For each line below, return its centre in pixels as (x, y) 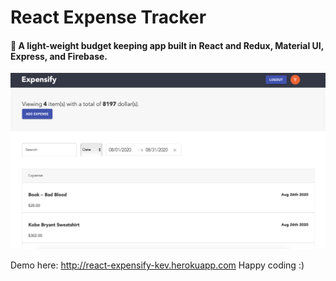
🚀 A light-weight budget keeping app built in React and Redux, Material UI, (167, 45)
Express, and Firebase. (59, 56)
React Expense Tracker (108, 17)
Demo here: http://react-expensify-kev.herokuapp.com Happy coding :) (157, 265)
